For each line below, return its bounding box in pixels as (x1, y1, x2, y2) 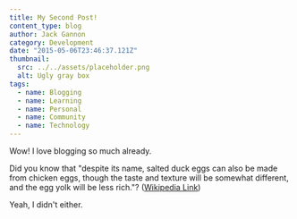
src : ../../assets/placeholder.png (17, 63, 150, 72)
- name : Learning (17, 96, 82, 105)
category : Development (9, 38, 94, 47)
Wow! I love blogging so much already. (9, 146, 152, 156)
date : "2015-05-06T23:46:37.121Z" (9, 46, 139, 55)
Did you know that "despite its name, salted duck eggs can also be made (9, 163, 278, 173)
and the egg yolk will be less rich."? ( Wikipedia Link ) (9, 182, 201, 192)
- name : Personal (17, 105, 82, 114)
